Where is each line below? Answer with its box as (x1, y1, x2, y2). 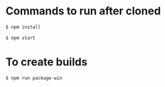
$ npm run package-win (5, 75, 62, 81)
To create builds (5, 55, 88, 68)
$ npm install (5, 24, 41, 30)
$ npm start (5, 35, 35, 41)
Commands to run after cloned (5, 4, 161, 18)
